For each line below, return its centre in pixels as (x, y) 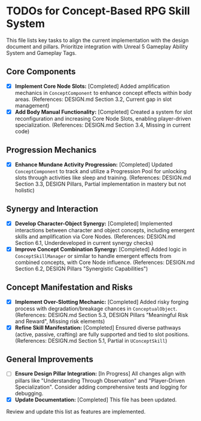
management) (32, 105)
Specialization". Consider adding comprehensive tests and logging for (101, 387)
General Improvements (50, 359)
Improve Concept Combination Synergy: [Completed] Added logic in (101, 249)
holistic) (25, 190)
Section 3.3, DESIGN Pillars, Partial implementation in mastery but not (100, 184)
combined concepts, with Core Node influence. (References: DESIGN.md (105, 262)
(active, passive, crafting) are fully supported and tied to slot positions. (102, 334)
